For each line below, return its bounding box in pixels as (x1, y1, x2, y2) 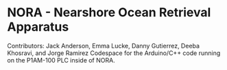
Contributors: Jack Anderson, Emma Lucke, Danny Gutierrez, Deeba (7, 41, 200, 50)
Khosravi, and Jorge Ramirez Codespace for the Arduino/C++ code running (7, 49, 221, 57)
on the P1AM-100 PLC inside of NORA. (7, 56, 115, 64)
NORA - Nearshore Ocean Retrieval (7, 5, 211, 20)
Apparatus (7, 19, 69, 35)
